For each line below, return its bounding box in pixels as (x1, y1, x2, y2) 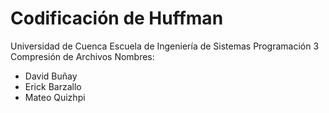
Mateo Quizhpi (24, 91, 86, 103)
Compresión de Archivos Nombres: (10, 50, 155, 62)
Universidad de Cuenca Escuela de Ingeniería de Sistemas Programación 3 (10, 40, 320, 52)
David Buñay (24, 70, 78, 82)
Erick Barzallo (24, 80, 82, 92)
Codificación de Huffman (10, 7, 224, 30)
